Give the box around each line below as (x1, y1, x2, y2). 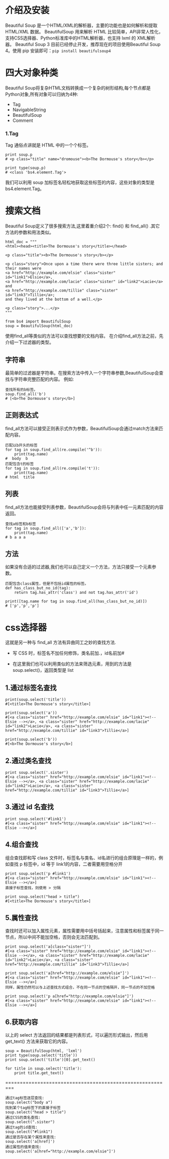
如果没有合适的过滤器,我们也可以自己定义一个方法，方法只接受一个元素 (5, 564, 152, 570)
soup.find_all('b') (5, 391, 46, 397)
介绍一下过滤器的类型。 (5, 339, 54, 345)
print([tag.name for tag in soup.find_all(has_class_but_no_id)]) (5, 599, 147, 604)
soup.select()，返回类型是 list (12, 667, 74, 673)
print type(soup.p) (5, 165, 46, 171)
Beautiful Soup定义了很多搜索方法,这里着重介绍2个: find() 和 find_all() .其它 (5, 223, 160, 229)
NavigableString (12, 107, 46, 113)
